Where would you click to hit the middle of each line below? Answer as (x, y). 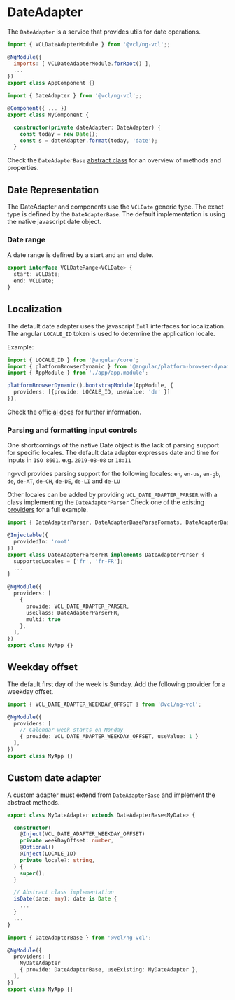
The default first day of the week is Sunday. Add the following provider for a (116, 684)
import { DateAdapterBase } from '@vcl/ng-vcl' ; (79, 938)
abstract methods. (34, 802)
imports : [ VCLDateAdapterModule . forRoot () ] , (83, 64)
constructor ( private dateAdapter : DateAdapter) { (87, 127)
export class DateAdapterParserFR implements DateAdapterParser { (106, 555)
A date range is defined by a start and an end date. (80, 255)
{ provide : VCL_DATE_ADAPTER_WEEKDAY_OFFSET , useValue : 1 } (109, 737)
